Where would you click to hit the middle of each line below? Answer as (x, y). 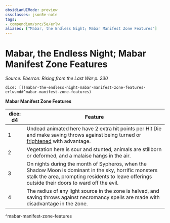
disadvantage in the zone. (57, 204)
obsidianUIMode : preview (31, 10)
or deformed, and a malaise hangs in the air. (79, 156)
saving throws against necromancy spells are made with (93, 197)
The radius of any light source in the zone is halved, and (93, 191)
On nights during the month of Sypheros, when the (87, 164)
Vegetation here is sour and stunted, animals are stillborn (94, 149)
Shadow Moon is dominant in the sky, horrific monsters (92, 171)
